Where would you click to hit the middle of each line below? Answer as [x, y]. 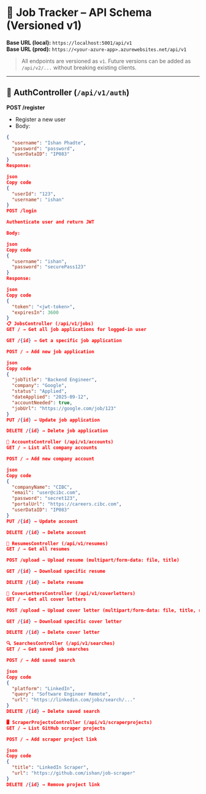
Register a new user [40, 119]
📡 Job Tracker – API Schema [79, 13]
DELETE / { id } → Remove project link [53, 784]
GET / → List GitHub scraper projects [56, 728]
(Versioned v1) [44, 25]
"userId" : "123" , [34, 194]
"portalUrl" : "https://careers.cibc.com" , [67, 504]
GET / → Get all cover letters [46, 599]
